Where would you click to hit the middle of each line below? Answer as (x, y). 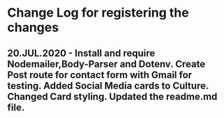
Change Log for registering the (98, 13)
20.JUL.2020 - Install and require (81, 53)
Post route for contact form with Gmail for (100, 75)
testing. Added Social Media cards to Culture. (108, 86)
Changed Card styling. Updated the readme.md (112, 96)
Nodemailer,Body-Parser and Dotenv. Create (106, 64)
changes (33, 27)
